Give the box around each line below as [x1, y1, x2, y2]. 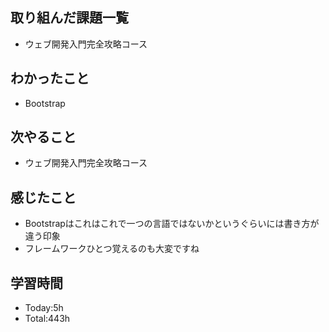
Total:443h [24, 313, 71, 325]
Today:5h [24, 302, 64, 314]
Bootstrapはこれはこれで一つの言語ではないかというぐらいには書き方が [24, 218, 320, 230]
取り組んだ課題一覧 [10, 9, 129, 27]
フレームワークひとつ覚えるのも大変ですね [24, 243, 200, 255]
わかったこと [10, 70, 90, 87]
